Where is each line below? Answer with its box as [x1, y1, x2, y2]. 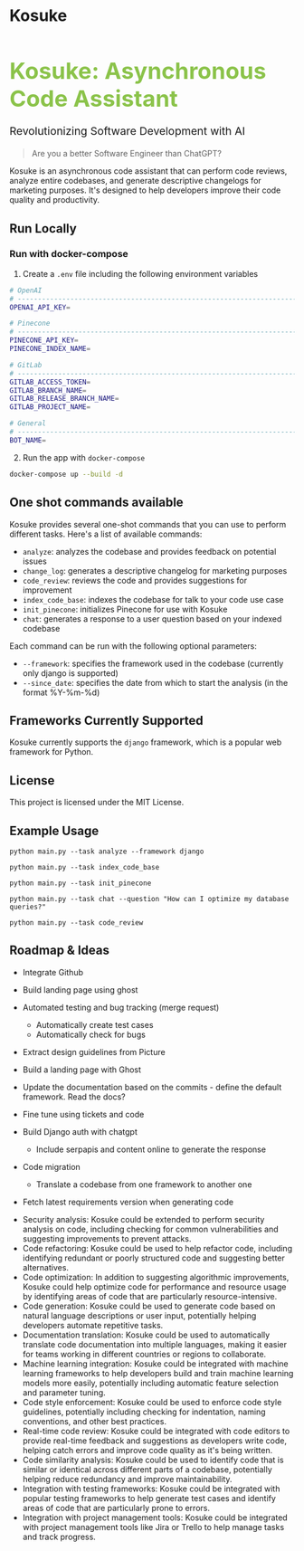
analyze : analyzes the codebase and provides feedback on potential [22, 546, 277, 557]
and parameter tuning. [22, 1386, 106, 1398]
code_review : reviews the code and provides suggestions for [22, 575, 247, 585]
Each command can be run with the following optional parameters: [9, 640, 258, 652]
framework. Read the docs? [22, 1091, 126, 1102]
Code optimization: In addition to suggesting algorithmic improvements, [22, 1271, 290, 1282]
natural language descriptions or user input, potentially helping [22, 1309, 257, 1321]
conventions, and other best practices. [22, 1415, 167, 1426]
